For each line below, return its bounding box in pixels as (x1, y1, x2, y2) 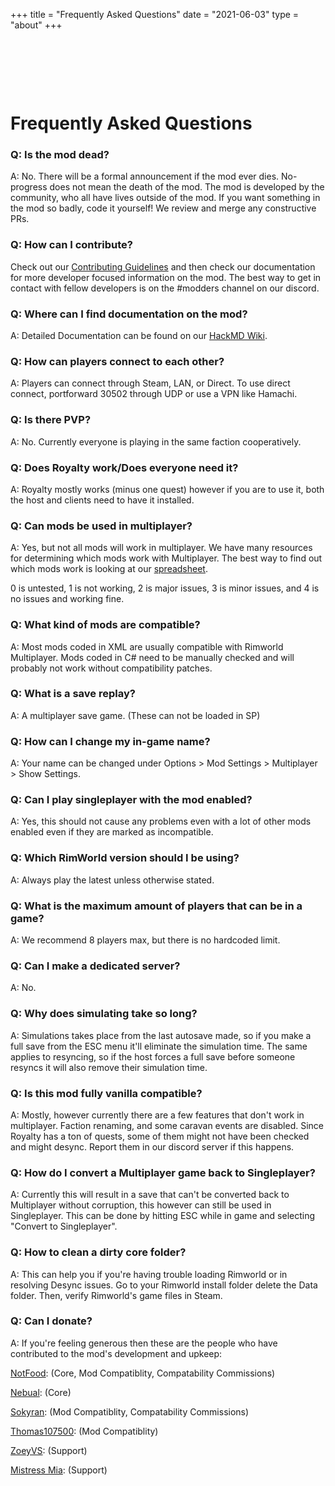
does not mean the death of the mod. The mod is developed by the (49, 181, 325, 193)
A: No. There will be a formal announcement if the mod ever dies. (10, 170, 280, 183)
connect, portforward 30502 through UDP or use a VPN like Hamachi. (10, 388, 298, 400)
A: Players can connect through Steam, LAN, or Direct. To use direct (10, 377, 291, 389)
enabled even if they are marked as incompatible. (10, 826, 214, 838)
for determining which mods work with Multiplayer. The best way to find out (10, 552, 323, 564)
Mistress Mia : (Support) (10, 1464, 108, 1476)
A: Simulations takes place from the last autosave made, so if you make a (10, 1029, 312, 1041)
